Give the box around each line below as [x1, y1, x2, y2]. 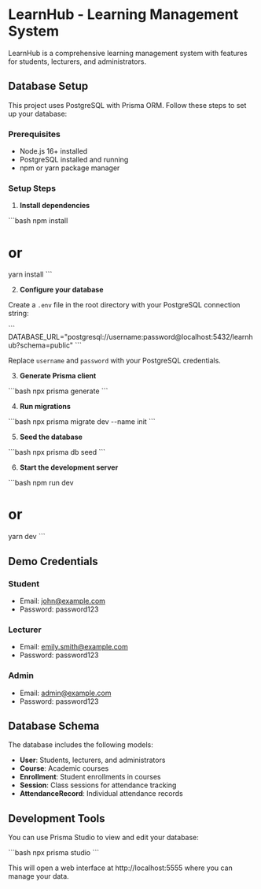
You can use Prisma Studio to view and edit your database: [8, 833, 199, 843]
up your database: [8, 109, 68, 118]
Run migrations [19, 402, 71, 411]
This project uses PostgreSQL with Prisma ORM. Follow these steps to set [8, 100, 247, 110]
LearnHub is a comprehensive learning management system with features [8, 48, 248, 58]
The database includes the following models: [8, 740, 153, 750]
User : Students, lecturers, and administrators [19, 755, 166, 765]
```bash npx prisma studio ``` [8, 848, 100, 857]
